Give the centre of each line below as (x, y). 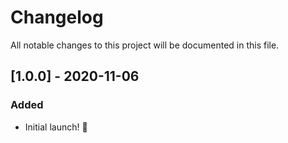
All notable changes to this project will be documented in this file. (145, 45)
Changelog (57, 17)
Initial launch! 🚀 (56, 127)
